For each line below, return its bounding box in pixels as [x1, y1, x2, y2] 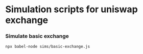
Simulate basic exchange [5, 33, 69, 40]
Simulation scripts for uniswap [5, 4, 138, 15]
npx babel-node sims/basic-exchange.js [5, 44, 90, 49]
